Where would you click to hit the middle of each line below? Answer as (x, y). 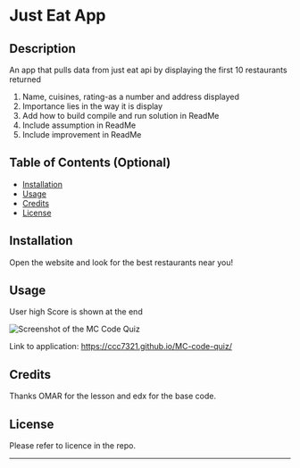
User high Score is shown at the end (76, 312)
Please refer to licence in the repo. (73, 446)
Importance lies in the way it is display (92, 106)
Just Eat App (58, 16)
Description (42, 49)
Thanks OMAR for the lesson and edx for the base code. (113, 396)
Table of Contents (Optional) (90, 163)
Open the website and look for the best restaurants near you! (121, 262)
